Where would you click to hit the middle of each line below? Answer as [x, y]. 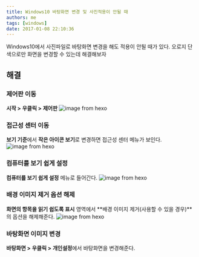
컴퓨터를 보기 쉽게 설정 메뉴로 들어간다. [52, 177]
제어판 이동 [21, 94]
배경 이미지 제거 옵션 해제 [41, 195]
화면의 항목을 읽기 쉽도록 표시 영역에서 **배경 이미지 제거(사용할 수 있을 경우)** [99, 209]
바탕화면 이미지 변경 [34, 233]
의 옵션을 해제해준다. [31, 216]
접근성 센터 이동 [28, 125]
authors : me [21, 18]
